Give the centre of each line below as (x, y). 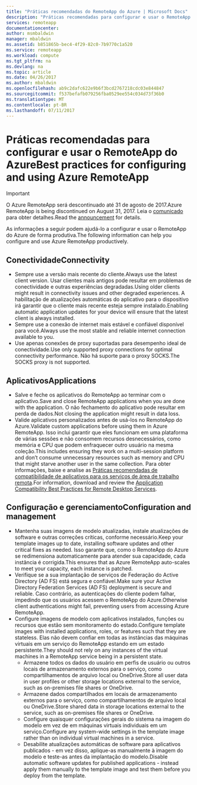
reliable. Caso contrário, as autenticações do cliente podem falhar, (95, 593)
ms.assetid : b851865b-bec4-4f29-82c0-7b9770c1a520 (69, 45)
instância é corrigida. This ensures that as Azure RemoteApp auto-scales (102, 562)
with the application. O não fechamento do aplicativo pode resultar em (100, 407)
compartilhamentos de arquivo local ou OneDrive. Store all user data (106, 675)
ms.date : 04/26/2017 (31, 77)
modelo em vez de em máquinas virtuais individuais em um (95, 725)
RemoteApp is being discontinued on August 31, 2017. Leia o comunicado (95, 211)
